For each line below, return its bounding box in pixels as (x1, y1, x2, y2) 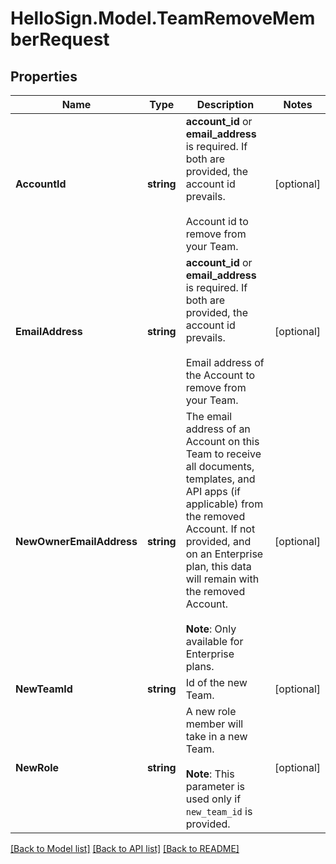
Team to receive (185, 447, 262, 461)
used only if (185, 792, 242, 806)
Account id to (185, 215, 249, 228)
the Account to (185, 368, 256, 382)
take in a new (185, 730, 248, 743)
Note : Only (185, 622, 237, 636)
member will (185, 717, 244, 731)
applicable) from (185, 497, 264, 511)
